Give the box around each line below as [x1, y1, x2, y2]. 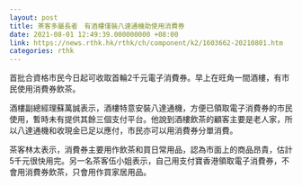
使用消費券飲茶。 [16, 84, 81, 94]
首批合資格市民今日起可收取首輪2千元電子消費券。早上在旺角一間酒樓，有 [9, 73, 282, 84]
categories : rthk [9, 47, 75, 56]
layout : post [9, 13, 58, 22]
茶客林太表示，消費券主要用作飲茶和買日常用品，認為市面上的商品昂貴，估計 [9, 145, 293, 155]
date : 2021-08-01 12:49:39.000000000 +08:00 [9, 30, 179, 39]
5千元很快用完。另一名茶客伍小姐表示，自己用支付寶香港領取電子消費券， [9, 155, 282, 166]
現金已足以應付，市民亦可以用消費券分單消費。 [64, 125, 238, 136]
